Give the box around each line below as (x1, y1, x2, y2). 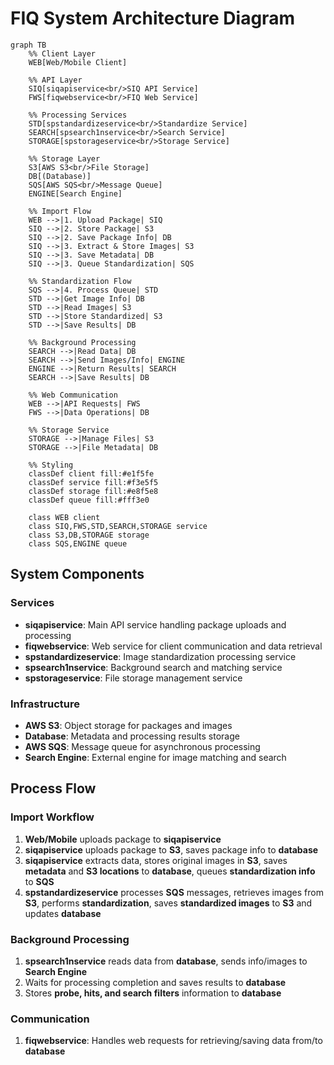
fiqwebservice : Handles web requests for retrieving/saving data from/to (24, 1035, 323, 1047)
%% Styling (28, 460, 74, 470)
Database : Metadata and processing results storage (24, 730, 240, 742)
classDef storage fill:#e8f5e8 (28, 486, 159, 496)
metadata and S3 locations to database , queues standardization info (24, 865, 316, 877)
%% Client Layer (28, 48, 97, 59)
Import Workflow (10, 810, 95, 824)
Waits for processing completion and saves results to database (24, 976, 287, 988)
